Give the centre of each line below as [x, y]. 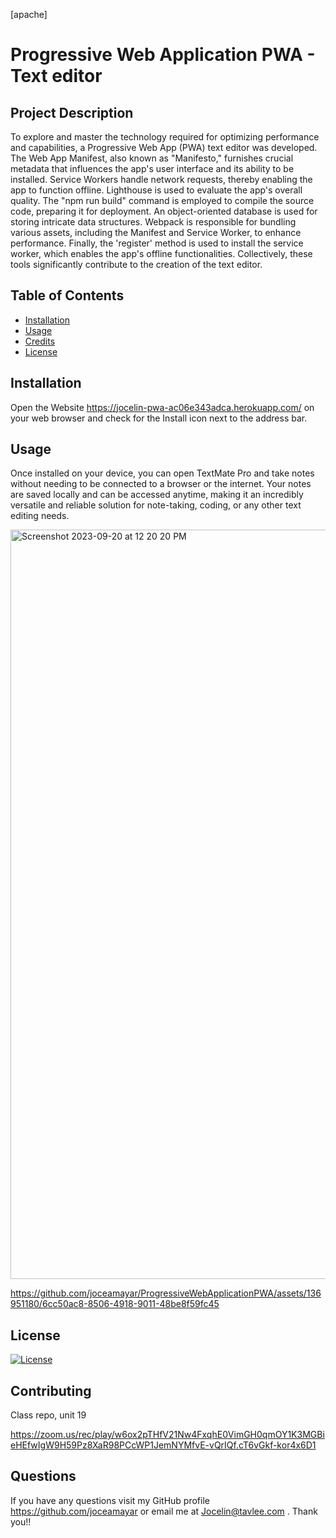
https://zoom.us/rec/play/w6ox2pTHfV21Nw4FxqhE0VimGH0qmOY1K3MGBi [167, 1435]
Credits [40, 341]
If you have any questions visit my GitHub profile [110, 1500]
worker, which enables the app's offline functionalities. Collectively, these [161, 253]
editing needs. [40, 516]
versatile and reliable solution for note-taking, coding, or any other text [156, 505]
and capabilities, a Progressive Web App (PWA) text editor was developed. [164, 147]
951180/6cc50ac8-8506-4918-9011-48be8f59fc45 [115, 1304]
